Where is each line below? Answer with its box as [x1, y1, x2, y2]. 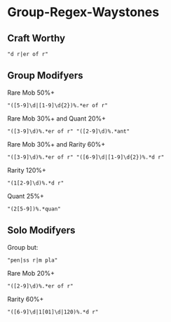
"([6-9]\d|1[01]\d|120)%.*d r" [7, 308, 99, 316]
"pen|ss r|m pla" [7, 257, 58, 264]
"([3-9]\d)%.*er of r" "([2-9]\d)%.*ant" [7, 128, 130, 135]
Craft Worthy [7, 32, 65, 44]
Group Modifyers [7, 69, 83, 81]
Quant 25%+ [7, 192, 44, 200]
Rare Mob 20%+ [7, 269, 55, 277]
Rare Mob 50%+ [7, 88, 55, 97]
